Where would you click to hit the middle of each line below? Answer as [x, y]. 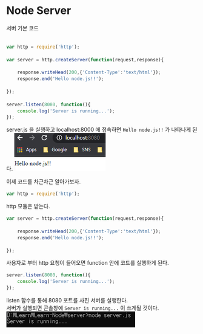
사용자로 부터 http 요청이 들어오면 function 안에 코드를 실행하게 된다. [88, 263]
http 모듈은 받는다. [28, 206]
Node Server [39, 11]
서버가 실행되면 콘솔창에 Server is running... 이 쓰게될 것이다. [83, 308]
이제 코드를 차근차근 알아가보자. [44, 182]
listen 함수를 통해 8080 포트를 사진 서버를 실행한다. [67, 301]
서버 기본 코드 [23, 28]
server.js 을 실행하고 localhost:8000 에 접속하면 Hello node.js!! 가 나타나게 [99, 130]
